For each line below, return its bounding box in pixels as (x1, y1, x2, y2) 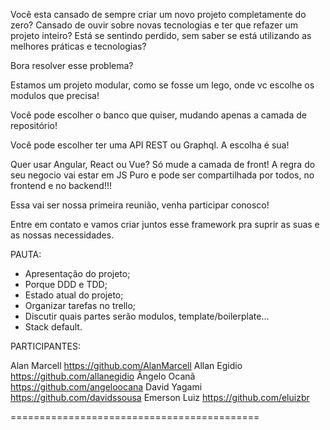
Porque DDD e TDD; (24, 279, 108, 290)
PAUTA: (10, 249, 42, 260)
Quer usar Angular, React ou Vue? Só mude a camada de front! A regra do (10, 159, 316, 170)
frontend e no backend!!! (10, 180, 112, 191)
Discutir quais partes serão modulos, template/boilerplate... (24, 310, 270, 322)
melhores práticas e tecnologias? (10, 40, 147, 52)
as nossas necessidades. (10, 229, 115, 241)
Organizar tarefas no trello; (24, 300, 137, 311)
